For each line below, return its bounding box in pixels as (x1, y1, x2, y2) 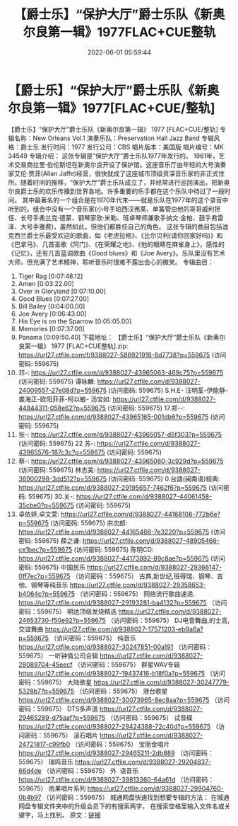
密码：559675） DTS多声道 (18, 704, 98, 713)
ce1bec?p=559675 (18, 545, 73, 553)
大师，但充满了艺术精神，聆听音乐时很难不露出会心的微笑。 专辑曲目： (8, 258, 214, 266)
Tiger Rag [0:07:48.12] (18, 272, 83, 280)
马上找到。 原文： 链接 (37, 810, 101, 819)
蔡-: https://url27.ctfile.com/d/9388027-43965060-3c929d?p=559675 (18, 457, 224, 465)
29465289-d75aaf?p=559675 (18, 713, 105, 722)
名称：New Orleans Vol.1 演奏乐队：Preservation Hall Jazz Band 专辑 (13, 134, 214, 142)
